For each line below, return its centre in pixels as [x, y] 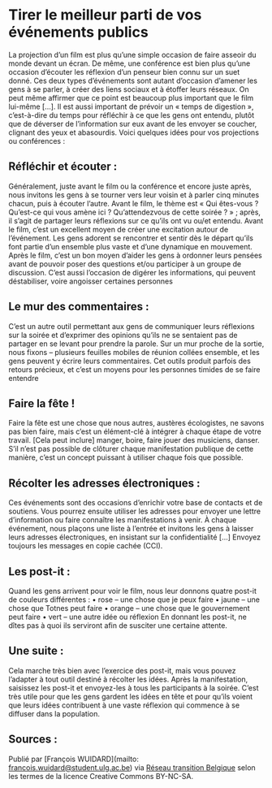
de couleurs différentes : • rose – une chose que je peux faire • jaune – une [134, 600]
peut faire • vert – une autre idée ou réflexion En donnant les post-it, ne [128, 617]
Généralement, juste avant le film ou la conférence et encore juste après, [130, 186]
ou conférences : [37, 141]
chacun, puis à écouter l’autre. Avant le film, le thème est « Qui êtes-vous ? [134, 203]
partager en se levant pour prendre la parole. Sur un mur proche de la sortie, [136, 344]
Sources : [33, 740]
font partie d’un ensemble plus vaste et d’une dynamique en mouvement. [131, 246]
